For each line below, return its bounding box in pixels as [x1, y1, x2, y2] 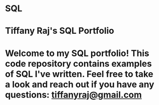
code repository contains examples [5, 58, 152, 69]
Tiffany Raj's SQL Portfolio [5, 25, 114, 37]
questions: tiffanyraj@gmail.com [5, 89, 142, 100]
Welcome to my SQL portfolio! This [5, 47, 149, 59]
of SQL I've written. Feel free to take [5, 68, 154, 80]
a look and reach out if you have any [5, 79, 155, 90]
